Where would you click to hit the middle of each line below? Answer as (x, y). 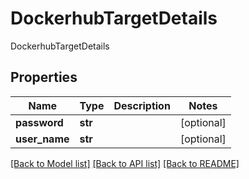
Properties (44, 77)
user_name (42, 139)
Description (142, 105)
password (39, 122)
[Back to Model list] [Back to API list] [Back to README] (125, 163)
